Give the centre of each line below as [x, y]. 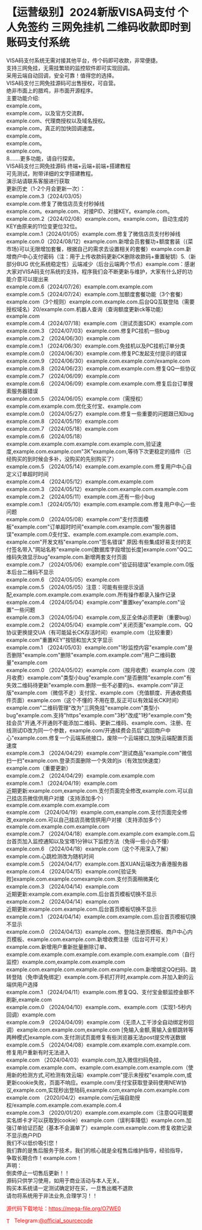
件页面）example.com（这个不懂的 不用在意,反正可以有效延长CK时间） [94, 700]
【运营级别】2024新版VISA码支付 [91, 12]
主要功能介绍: [23, 98]
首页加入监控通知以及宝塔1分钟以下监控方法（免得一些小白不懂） [92, 841]
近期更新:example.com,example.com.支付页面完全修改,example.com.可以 [97, 790]
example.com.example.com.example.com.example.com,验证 [81, 443]
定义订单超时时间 [27, 474]
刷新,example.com [29, 1000]
